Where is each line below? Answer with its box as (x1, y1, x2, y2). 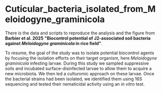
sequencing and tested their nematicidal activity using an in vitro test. (5, 81, 145, 87)
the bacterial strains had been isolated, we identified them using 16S (5, 76, 142, 82)
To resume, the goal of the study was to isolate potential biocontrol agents (5, 50, 155, 56)
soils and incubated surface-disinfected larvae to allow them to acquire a (5, 65, 152, 71)
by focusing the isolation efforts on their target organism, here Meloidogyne (5, 55, 157, 61)
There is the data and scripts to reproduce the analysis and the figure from (5, 30, 155, 36)
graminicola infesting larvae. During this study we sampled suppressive (5, 60, 149, 66)
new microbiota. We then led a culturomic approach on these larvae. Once (5, 70, 155, 76)
